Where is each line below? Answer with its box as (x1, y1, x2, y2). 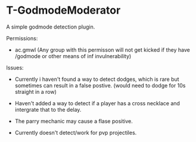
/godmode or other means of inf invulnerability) (14, 52, 132, 59)
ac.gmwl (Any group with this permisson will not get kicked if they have (14, 46, 191, 53)
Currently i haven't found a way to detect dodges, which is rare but (14, 75, 180, 83)
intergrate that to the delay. (14, 106, 82, 113)
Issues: (6, 64, 24, 71)
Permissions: (6, 34, 38, 42)
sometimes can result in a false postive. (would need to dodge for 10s (14, 81, 186, 89)
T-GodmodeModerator (6, 4, 121, 17)
